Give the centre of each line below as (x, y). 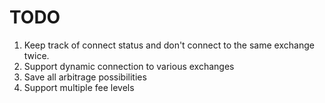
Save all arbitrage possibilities (85, 77)
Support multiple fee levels (79, 87)
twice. (36, 55)
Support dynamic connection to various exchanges (129, 66)
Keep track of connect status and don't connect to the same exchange (169, 45)
